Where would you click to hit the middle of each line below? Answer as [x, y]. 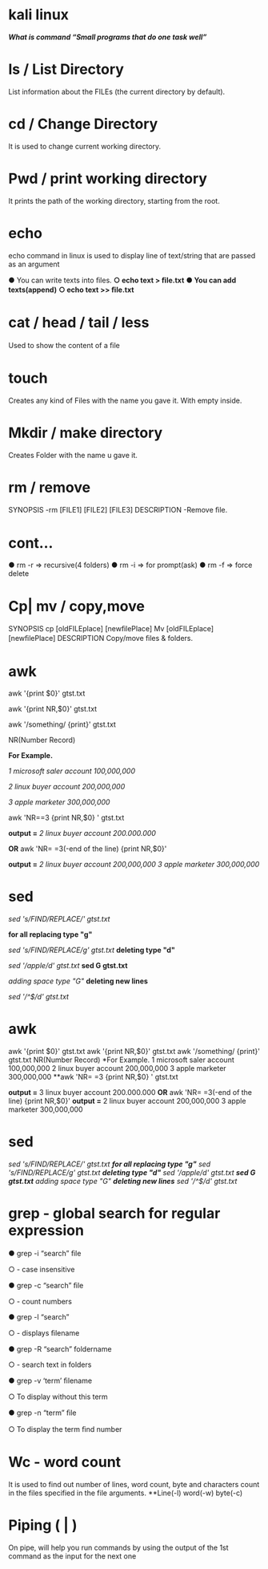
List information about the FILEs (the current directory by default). [117, 91]
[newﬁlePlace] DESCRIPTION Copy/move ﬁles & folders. [101, 639]
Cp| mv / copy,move [77, 606]
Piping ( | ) [43, 1525]
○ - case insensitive [42, 1269]
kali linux [39, 15]
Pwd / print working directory [108, 179]
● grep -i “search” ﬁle [45, 1253]
